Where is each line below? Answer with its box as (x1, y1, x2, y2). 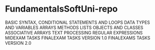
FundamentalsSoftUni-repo (5, 3, 118, 15)
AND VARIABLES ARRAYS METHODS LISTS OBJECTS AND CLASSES (5, 24, 143, 30)
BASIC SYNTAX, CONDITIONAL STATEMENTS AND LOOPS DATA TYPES (5, 19, 150, 25)
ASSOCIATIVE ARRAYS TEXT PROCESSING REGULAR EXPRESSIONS (5, 30, 143, 35)
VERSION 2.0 (5, 40, 32, 46)
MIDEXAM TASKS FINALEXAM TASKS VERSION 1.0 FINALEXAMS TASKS (5, 35, 151, 41)
